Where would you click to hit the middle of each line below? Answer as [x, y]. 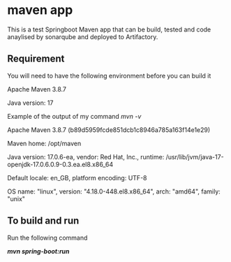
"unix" [16, 198]
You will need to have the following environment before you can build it [109, 75]
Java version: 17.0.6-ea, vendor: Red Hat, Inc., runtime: [86, 157]
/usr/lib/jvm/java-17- [195, 157]
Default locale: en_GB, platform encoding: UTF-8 [77, 177]
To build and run [43, 221]
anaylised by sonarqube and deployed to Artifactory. [83, 36]
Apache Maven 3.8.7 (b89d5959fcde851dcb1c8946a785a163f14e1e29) [109, 130]
